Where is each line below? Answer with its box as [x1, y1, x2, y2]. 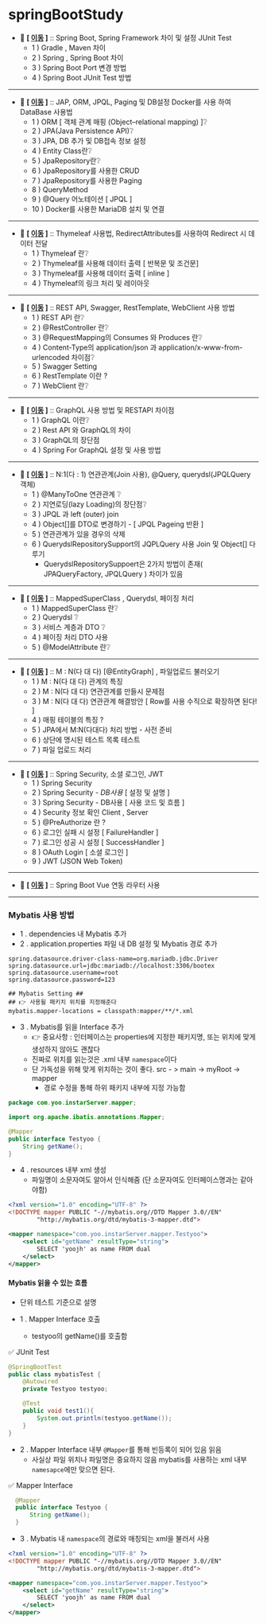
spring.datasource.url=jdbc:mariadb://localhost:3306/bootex [8, 962, 215, 970]
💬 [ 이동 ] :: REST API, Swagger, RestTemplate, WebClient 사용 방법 [19, 303, 235, 312]
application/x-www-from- [158, 342, 243, 352]
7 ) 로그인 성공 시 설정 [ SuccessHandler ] [31, 837, 164, 847]
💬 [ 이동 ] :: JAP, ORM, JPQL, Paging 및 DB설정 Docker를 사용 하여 [19, 97, 232, 107]
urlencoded [31, 352, 70, 362]
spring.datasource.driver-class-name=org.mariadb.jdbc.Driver [8, 955, 219, 963]
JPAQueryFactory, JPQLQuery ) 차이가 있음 [43, 569, 184, 578]
